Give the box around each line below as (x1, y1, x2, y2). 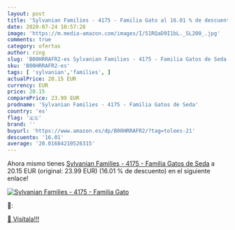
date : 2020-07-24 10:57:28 (7, 23, 86, 30)
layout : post (7, 10, 45, 17)
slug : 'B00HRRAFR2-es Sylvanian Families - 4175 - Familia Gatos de (7, 56, 211, 63)
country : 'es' (7, 108, 49, 115)
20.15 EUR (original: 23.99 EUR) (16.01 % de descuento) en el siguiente (7, 167, 211, 175)
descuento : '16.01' (7, 134, 64, 141)
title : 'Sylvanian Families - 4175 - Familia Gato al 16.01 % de (7, 17, 201, 24)
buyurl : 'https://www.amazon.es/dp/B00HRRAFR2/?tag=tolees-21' (7, 127, 196, 134)
